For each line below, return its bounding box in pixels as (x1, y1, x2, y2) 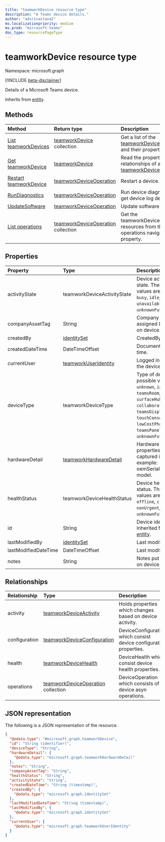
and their (120, 146, 141, 153)
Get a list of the (120, 134, 156, 141)
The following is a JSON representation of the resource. (5, 723, 118, 728)
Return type (54, 125, 82, 132)
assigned (137, 320, 158, 327)
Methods (5, 111, 33, 119)
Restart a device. (120, 177, 160, 184)
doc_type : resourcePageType (5, 30, 63, 35)
